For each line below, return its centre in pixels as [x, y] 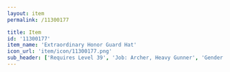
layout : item [26, 13]
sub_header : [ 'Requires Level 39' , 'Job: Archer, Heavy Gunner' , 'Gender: [117, 58]
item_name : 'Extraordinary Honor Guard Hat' [72, 45]
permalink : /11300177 [38, 20]
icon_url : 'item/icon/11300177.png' [60, 51]
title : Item [24, 32]
